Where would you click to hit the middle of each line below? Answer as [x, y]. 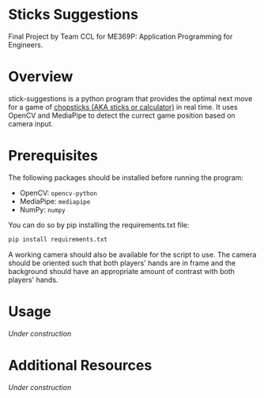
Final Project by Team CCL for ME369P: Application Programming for [121, 36]
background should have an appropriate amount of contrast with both [122, 271]
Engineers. [26, 44]
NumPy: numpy [42, 209]
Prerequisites [53, 156]
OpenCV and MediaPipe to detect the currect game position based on [122, 115]
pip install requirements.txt [58, 239]
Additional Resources [80, 365]
